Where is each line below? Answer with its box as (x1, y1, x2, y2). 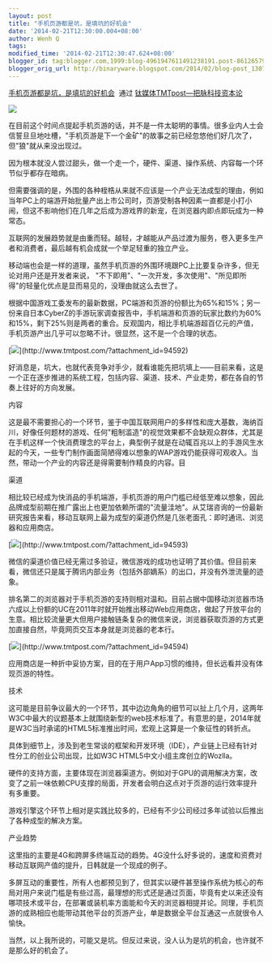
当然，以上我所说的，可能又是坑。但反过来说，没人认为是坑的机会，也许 (8, 935, 249, 945)
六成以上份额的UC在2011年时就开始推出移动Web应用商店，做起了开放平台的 (8, 604, 261, 613)
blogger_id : (8, 58, 49, 66)
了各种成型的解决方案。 (8, 815, 87, 825)
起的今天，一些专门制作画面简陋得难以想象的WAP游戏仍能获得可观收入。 (8, 447, 252, 457)
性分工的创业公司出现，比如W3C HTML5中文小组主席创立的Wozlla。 (8, 750, 237, 760)
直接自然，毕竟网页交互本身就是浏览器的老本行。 (15, 624, 179, 634)
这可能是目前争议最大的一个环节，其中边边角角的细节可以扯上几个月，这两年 (8, 703, 264, 712)
